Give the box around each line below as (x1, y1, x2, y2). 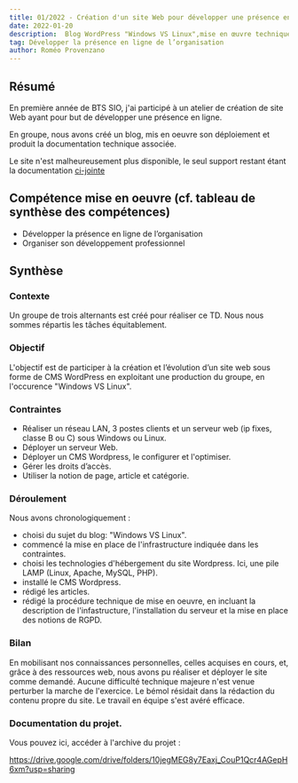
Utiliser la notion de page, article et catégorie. (21, 471, 190, 481)
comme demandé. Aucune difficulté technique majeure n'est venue (9, 676, 255, 686)
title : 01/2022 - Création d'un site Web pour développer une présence (9, 12, 279, 22)
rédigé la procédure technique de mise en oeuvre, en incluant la (21, 596, 256, 606)
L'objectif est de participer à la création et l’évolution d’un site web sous (9, 361, 271, 373)
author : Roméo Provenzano (9, 46, 105, 55)
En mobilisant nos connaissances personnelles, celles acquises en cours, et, (9, 657, 289, 668)
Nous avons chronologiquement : (9, 512, 131, 524)
